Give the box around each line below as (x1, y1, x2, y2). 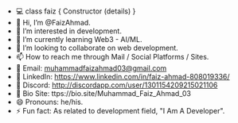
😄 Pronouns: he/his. (15, 98, 84, 106)
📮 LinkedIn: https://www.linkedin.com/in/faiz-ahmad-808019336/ (15, 72, 230, 81)
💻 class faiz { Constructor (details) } (15, 6, 136, 16)
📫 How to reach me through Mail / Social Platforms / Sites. (15, 52, 209, 61)
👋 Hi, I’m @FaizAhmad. (15, 18, 92, 27)
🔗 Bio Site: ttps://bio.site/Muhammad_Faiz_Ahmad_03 (15, 89, 191, 98)
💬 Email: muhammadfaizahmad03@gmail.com (15, 63, 167, 73)
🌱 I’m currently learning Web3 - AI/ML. (15, 35, 142, 44)
